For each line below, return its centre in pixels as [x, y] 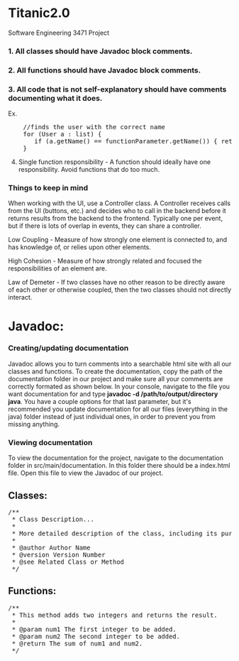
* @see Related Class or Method [68, 562]
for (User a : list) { [62, 134]
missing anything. [34, 424]
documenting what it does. [55, 98]
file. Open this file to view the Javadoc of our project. [86, 473]
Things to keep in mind [48, 188]
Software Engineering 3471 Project [59, 33]
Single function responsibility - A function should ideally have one [115, 162]
